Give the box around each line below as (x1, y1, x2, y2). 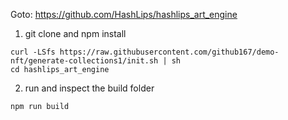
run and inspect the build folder (24, 82, 155, 94)
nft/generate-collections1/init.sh (10, 56, 159, 66)
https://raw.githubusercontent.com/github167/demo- (59, 47, 280, 57)
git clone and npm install (24, 28, 127, 39)
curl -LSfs (10, 47, 56, 57)
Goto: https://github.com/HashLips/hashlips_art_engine (10, 9, 238, 20)
